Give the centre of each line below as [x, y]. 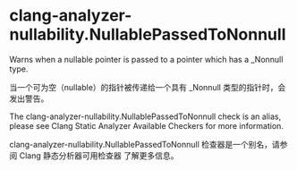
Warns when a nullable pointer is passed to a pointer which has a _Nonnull [146, 59]
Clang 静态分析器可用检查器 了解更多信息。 [99, 155]
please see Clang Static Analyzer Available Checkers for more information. [147, 125]
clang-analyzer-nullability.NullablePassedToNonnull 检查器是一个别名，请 [144, 144]
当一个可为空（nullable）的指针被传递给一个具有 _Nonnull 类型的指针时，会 [148, 87]
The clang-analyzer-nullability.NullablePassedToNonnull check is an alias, [145, 116]
